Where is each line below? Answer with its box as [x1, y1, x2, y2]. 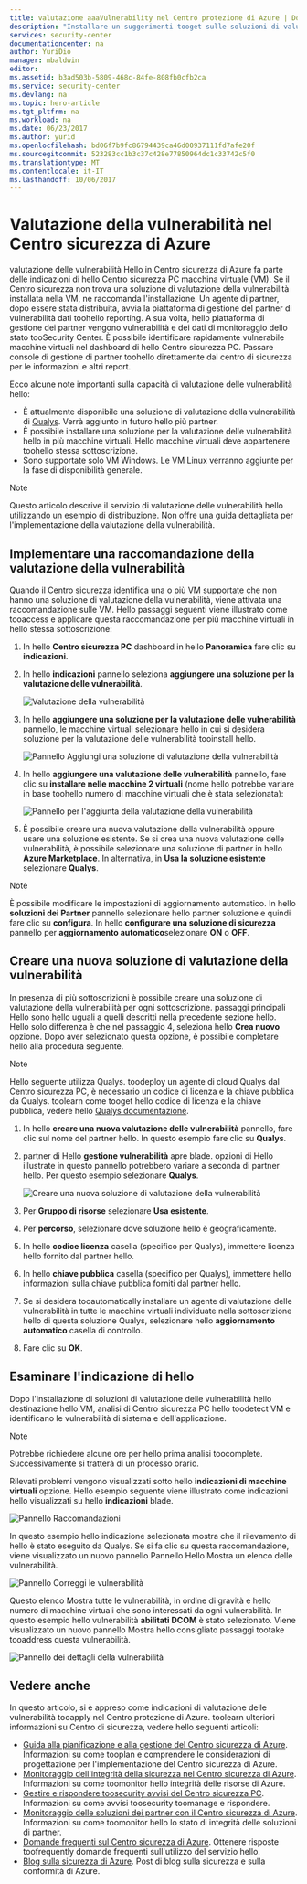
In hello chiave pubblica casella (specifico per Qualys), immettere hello [22, 1268, 292, 1279]
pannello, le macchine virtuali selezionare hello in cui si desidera [22, 723, 265, 734]
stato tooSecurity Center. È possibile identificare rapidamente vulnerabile [9, 332, 285, 343]
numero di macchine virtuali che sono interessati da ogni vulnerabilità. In [9, 1604, 282, 1615]
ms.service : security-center [9, 81, 121, 91]
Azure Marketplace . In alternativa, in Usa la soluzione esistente [22, 852, 267, 863]
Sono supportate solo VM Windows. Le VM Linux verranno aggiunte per [22, 455, 294, 466]
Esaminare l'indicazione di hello [9, 1369, 195, 1385]
